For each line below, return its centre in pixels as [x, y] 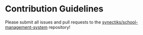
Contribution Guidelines [54, 9]
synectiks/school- [120, 22]
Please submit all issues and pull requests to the [53, 22]
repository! [59, 27]
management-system [26, 27]
